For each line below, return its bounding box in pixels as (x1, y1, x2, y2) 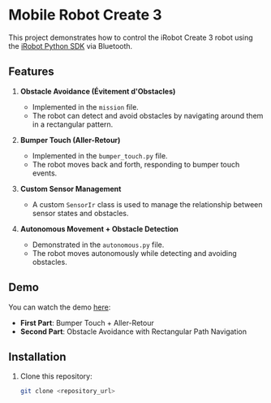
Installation (8, 349, 67, 363)
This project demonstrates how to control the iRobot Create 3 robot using (8, 32, 253, 42)
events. (32, 168, 58, 178)
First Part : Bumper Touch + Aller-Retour (19, 318, 154, 327)
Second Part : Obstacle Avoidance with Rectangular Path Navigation (19, 327, 247, 336)
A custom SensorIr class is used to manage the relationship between (32, 199, 263, 209)
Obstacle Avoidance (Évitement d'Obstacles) (19, 86, 176, 96)
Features (8, 65, 54, 79)
